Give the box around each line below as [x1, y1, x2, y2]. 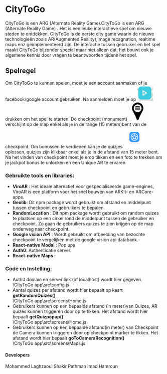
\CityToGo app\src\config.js [12, 282, 70, 288]
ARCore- [135, 189, 154, 195]
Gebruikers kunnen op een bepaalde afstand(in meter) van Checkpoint [12, 324, 159, 330]
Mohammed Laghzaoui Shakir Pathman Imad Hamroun [5, 363, 118, 369]
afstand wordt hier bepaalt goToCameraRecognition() [12, 335, 125, 341]
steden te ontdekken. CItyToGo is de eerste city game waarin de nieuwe [5, 31, 154, 37]
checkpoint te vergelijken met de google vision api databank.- [12, 237, 140, 243]
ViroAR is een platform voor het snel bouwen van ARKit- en [12, 189, 134, 195]
